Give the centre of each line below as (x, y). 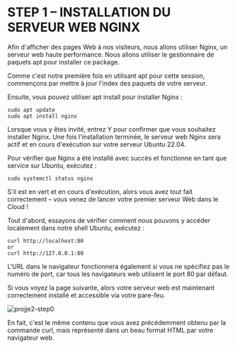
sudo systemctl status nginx (50, 178)
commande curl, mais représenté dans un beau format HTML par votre (110, 330)
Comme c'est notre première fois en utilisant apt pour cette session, (106, 76)
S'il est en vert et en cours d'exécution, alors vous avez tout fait (100, 191)
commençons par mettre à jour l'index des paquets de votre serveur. (107, 83)
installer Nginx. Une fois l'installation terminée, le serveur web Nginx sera (114, 137)
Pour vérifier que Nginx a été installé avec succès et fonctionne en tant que (117, 158)
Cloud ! (18, 207)
